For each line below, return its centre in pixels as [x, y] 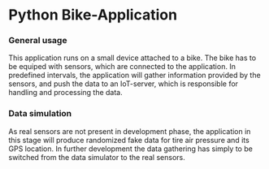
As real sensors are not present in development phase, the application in [130, 131]
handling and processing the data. [66, 93]
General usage [38, 41]
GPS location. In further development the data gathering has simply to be [131, 149]
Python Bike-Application [93, 15]
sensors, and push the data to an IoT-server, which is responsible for [123, 84]
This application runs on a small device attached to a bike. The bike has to [132, 58]
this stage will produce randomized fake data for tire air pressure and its [129, 140]
